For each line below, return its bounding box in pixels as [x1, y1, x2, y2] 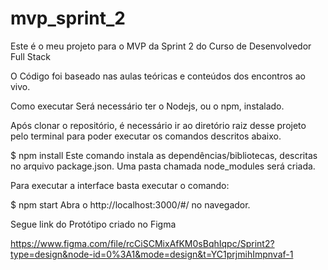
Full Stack [10, 50, 51, 62]
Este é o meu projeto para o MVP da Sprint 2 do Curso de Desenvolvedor [10, 40, 312, 52]
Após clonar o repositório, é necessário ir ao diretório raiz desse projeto [10, 119, 307, 131]
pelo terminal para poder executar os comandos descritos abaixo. [10, 130, 282, 142]
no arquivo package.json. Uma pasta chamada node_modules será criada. [10, 160, 316, 172]
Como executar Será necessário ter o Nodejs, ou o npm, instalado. [10, 100, 285, 112]
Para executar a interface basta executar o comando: [10, 179, 230, 191]
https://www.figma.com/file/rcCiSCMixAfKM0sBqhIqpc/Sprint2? [10, 237, 275, 249]
